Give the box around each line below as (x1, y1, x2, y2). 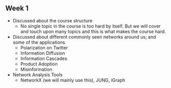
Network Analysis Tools (12, 71, 63, 78)
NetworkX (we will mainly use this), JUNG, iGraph (20, 77, 125, 83)
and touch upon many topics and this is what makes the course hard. (20, 28, 166, 35)
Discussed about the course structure (12, 17, 93, 23)
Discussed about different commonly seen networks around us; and (12, 34, 156, 40)
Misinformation (20, 66, 53, 72)
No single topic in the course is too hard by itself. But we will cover (20, 23, 161, 29)
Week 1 (5, 4, 29, 13)
